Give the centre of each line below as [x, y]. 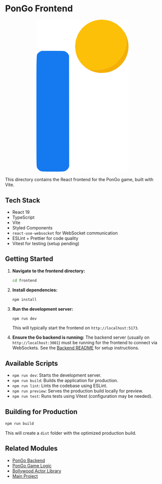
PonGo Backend [28, 460]
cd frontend [24, 280]
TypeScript [23, 217]
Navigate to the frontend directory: [49, 271]
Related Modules [31, 449]
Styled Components [32, 228]
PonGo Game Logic [32, 465]
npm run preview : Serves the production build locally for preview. [78, 391]
